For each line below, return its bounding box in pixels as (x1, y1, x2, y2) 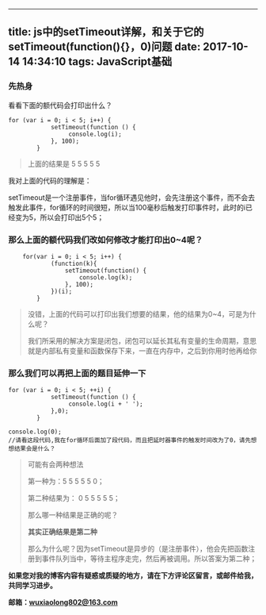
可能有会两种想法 (27, 459, 84, 469)
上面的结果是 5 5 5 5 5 (27, 159, 101, 168)
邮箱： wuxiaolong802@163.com (8, 598, 118, 607)
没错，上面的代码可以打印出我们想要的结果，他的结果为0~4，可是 (27, 309, 243, 318)
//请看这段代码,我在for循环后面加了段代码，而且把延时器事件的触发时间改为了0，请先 (8, 436, 252, 444)
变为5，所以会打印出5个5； (14, 212, 104, 222)
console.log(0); (8, 428, 62, 436)
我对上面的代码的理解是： (8, 175, 92, 185)
